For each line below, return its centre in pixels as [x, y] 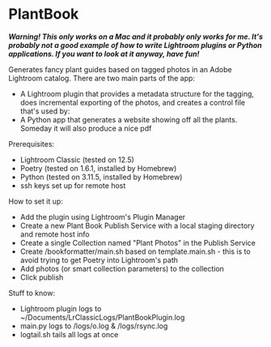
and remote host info [55, 234]
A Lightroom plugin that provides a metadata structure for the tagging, [137, 93]
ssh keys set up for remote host [73, 185]
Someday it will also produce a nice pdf [86, 128]
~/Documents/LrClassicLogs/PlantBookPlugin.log [102, 317]
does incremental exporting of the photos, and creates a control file [132, 102]
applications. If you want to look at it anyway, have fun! [104, 54]
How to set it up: [36, 201]
